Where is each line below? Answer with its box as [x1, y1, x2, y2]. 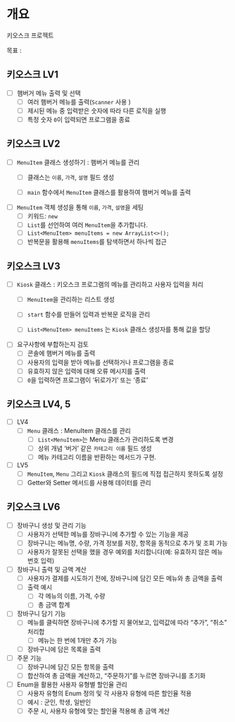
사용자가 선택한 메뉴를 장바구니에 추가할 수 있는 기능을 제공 [27, 530, 189, 538]
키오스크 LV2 [6, 138, 61, 150]
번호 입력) [27, 556, 55, 565]
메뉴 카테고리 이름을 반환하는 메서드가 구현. [37, 453, 156, 461]
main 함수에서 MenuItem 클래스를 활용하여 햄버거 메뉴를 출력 [27, 188, 191, 196]
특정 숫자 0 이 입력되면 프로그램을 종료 [27, 115, 131, 123]
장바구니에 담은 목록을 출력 [27, 644, 101, 653]
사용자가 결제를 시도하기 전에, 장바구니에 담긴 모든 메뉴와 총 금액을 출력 [27, 574, 223, 582]
